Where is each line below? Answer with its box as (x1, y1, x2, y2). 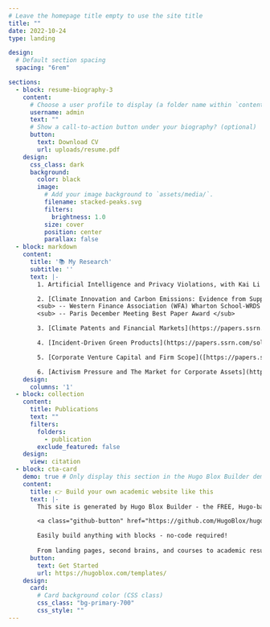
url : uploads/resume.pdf (37, 146, 121, 154)
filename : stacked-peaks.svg (43, 198, 142, 206)
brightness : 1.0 (51, 212, 106, 221)
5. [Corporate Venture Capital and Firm (37, 353, 174, 361)
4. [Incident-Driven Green (37, 339, 128, 347)
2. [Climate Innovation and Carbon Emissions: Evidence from (37, 295, 247, 303)
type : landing (8, 34, 56, 43)
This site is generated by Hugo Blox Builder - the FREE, (37, 502, 235, 511)
